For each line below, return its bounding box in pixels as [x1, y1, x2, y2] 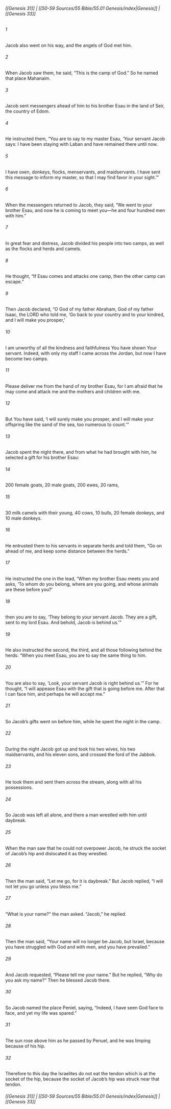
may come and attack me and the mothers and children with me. [5, 388, 141, 394]
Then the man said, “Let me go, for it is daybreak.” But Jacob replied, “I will [5, 878, 163, 884]
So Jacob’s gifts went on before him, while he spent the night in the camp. [5, 718, 161, 724]
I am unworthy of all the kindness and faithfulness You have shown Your [5, 344, 157, 351]
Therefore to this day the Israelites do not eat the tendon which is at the [5, 1071, 156, 1077]
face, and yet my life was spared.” [5, 1010, 77, 1016]
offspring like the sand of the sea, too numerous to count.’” [5, 422, 129, 428]
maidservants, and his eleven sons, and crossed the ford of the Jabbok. [5, 751, 157, 758]
